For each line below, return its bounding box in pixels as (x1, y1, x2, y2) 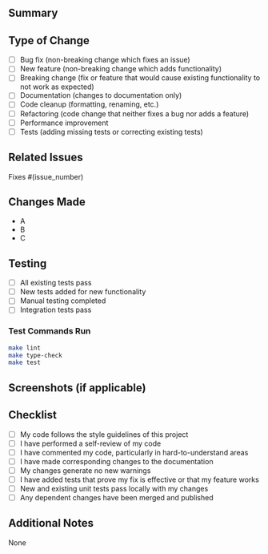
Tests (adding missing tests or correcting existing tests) (19, 127, 204, 136)
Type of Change (8, 34, 90, 47)
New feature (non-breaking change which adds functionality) (19, 64, 222, 74)
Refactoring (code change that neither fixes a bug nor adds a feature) (19, 108, 250, 119)
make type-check (8, 351, 62, 359)
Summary (8, 6, 58, 20)
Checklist (8, 408, 58, 422)
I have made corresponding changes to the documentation (19, 456, 214, 466)
